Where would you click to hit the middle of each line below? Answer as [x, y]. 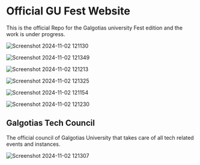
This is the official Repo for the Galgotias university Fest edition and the [95, 28]
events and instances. [33, 144]
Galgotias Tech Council [50, 123]
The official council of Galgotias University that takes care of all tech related [100, 137]
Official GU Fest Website [68, 11]
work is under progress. [36, 34]
